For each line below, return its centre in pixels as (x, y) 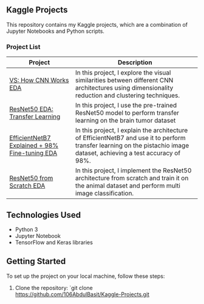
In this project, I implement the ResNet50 (133, 171)
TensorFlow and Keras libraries (54, 242)
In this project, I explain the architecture (131, 130)
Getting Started (36, 261)
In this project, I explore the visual (123, 73)
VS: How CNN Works (39, 80)
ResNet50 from (31, 178)
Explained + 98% (34, 146)
